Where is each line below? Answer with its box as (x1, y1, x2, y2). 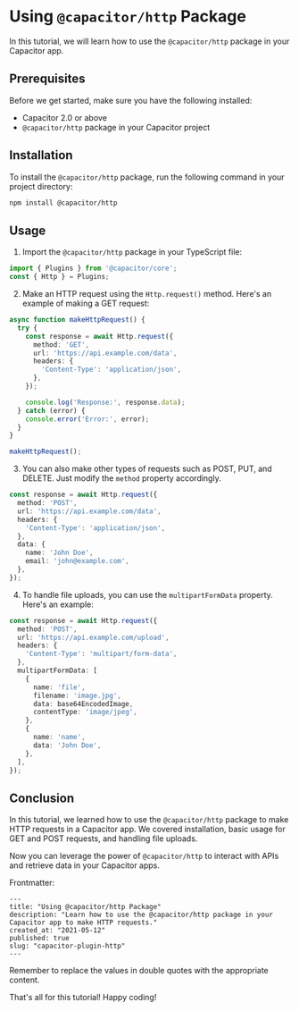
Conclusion (9, 790, 75, 805)
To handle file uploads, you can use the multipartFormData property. (21, 589, 274, 600)
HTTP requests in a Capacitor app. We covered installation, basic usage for (9, 824, 286, 835)
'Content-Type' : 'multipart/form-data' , (25, 650, 178, 659)
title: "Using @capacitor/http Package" (9, 903, 162, 912)
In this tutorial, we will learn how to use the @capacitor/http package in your (9, 36, 290, 46)
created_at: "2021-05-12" (9, 926, 105, 935)
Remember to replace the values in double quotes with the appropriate (9, 965, 270, 976)
